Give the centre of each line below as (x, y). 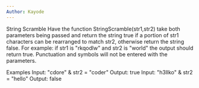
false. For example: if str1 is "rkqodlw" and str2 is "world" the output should (100, 48)
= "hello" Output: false (34, 78)
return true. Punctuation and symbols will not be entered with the (87, 54)
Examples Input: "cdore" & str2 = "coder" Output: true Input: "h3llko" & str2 (99, 72)
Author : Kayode (25, 12)
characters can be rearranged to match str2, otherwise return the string (95, 41)
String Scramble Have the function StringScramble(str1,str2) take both (93, 29)
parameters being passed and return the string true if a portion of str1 (93, 35)
